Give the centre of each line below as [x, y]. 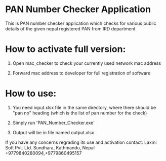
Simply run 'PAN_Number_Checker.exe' [54, 123]
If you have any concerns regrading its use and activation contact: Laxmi [81, 142]
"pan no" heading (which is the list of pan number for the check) [80, 113]
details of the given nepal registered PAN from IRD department [70, 28]
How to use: [31, 93]
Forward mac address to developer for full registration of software [81, 73]
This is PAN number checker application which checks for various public [81, 23]
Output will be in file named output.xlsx [53, 132]
